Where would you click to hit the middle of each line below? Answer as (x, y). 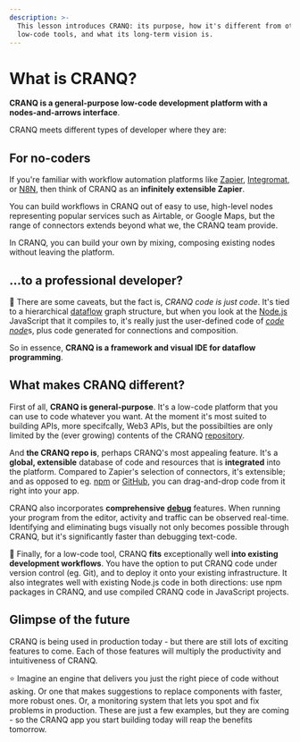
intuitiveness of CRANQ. (54, 660)
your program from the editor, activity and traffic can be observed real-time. (149, 517)
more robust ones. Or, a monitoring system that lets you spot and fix (134, 700)
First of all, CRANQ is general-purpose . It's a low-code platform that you (144, 407)
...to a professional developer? (96, 280)
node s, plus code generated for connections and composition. (124, 330)
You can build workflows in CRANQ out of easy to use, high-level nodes (142, 207)
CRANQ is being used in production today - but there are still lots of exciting (149, 641)
